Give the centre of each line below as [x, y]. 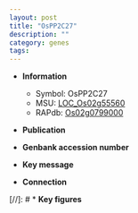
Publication [44, 130]
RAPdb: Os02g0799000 [79, 113]
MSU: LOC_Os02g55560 [80, 103]
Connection [44, 182]
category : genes [39, 43]
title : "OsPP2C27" [43, 26]
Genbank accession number [75, 148]
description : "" [39, 34]
